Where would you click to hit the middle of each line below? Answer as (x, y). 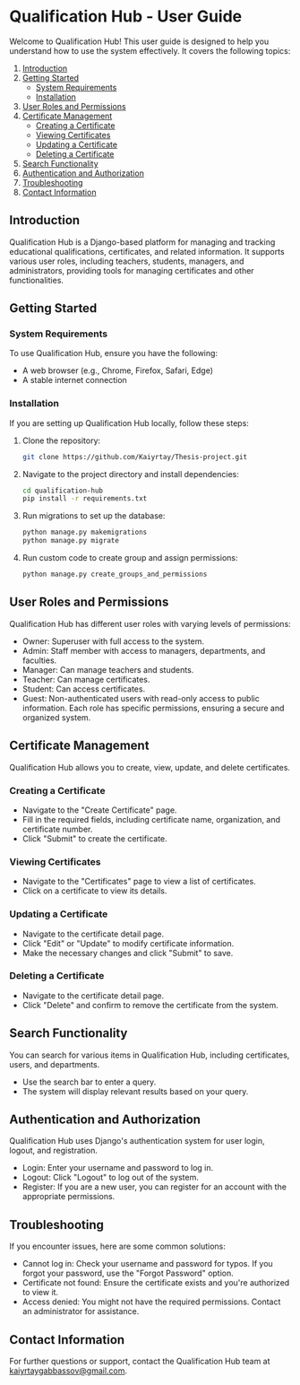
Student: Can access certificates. (84, 689)
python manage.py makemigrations (85, 532)
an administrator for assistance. (81, 1311)
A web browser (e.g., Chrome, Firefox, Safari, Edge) (117, 370)
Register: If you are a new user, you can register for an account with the (154, 1187)
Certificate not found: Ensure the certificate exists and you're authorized (156, 1283)
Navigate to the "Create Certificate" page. (99, 810)
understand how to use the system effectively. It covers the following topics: (150, 50)
